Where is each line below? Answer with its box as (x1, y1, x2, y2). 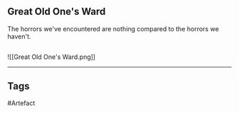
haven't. (7, 32, 31, 41)
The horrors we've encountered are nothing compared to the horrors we (7, 24, 219, 33)
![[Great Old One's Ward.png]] (7, 53, 96, 61)
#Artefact (7, 99, 36, 107)
